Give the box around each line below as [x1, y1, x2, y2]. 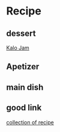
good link [6, 102, 42, 113]
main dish [6, 82, 44, 92]
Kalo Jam [6, 44, 30, 51]
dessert [6, 28, 36, 39]
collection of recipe [6, 119, 54, 126]
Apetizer [6, 61, 40, 72]
